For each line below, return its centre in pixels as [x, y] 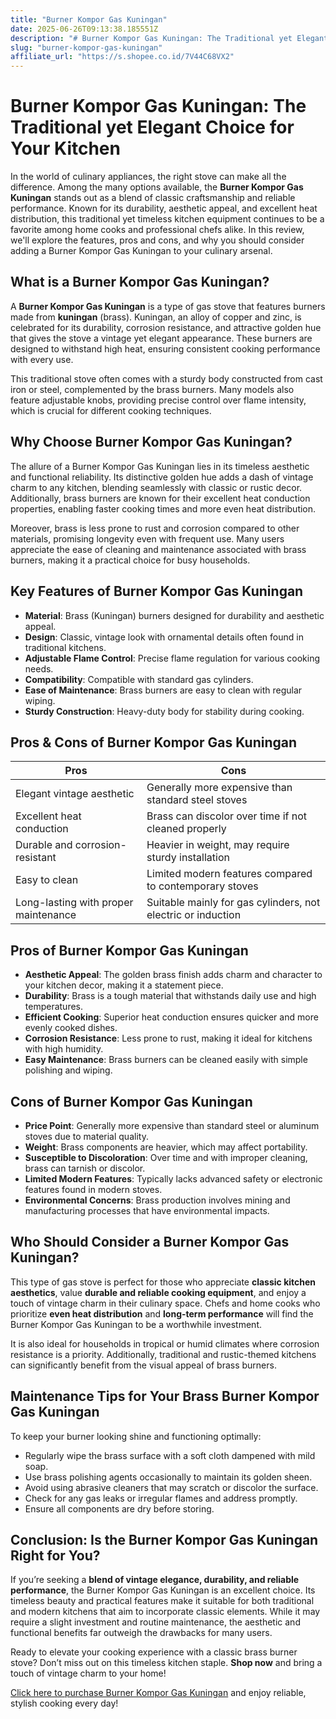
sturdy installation [188, 858]
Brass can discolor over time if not [227, 816]
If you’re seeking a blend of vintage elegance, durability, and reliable [155, 1580]
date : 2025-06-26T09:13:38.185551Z [84, 29]
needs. [39, 668]
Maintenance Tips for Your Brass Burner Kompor [165, 1396]
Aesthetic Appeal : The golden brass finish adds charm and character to [173, 975]
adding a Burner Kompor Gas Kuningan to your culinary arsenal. [141, 251]
